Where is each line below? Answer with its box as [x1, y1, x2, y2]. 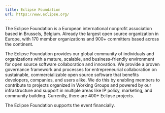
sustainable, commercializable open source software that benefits [5, 72, 139, 77]
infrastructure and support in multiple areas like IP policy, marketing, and [5, 87, 153, 93]
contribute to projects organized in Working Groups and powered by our [5, 82, 152, 88]
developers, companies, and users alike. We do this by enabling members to [5, 77, 160, 83]
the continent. [5, 41, 33, 47]
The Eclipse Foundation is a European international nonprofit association [5, 25, 152, 31]
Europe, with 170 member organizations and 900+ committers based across [5, 36, 159, 42]
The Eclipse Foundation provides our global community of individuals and [5, 50, 154, 57]
